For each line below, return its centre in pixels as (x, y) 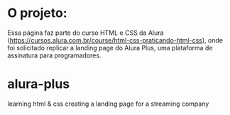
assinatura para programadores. (54, 55)
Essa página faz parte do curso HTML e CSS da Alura (86, 33)
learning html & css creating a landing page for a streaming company (108, 104)
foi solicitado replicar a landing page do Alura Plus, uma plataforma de (110, 48)
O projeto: (37, 13)
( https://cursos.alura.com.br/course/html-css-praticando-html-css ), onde (115, 40)
